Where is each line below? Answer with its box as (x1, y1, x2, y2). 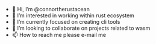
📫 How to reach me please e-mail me (11, 32, 107, 38)
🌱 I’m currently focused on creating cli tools (11, 18, 120, 25)
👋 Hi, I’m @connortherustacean (11, 6, 90, 12)
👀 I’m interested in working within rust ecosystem (11, 12, 134, 19)
